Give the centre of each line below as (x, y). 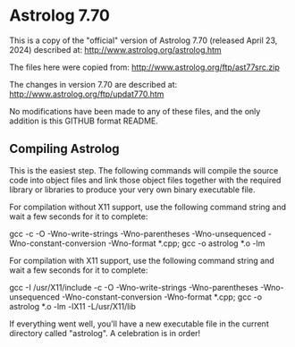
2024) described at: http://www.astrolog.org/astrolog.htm (115, 49)
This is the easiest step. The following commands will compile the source (144, 170)
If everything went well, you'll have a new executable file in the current (139, 324)
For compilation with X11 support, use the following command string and (142, 260)
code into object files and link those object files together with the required (145, 180)
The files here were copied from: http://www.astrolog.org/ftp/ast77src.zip (144, 67)
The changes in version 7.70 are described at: (93, 84)
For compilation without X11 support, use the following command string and (148, 207)
